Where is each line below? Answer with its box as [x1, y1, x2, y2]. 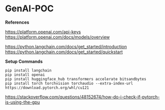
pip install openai [5, 72, 45, 77]
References [5, 19, 30, 25]
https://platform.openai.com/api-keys [5, 29, 81, 35]
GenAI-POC [5, 3, 54, 14]
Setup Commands [5, 58, 43, 64]
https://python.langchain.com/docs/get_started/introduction [5, 43, 127, 49]
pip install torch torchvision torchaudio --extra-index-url [5, 81, 133, 86]
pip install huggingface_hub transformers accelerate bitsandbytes [5, 76, 147, 81]
